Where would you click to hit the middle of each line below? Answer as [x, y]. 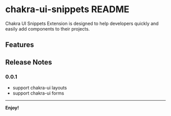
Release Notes [29, 62]
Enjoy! [12, 108]
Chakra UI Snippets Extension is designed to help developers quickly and [82, 23]
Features [20, 45]
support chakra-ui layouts [40, 88]
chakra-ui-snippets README [67, 9]
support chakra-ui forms [38, 93]
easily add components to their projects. [48, 28]
